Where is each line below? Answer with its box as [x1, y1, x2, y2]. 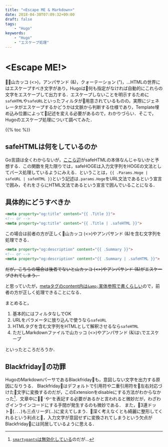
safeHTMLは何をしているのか [5, 143, 97, 151]
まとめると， [5, 300, 31, 306]
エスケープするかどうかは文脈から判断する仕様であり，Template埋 [22, 104, 159, 110]
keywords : [5, 31, 26, 36]
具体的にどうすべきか [5, 198, 71, 206]
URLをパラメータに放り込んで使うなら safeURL [12, 317, 107, 323]
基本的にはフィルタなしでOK [12, 310, 71, 316]
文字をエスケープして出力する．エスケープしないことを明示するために [5, 91, 149, 97]
